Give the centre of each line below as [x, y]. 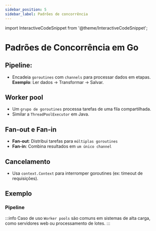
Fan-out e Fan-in [31, 129]
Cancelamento [28, 161]
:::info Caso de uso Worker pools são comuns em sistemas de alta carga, [78, 218]
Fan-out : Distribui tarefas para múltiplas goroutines [65, 141]
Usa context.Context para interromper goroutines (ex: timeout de [77, 173]
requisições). [25, 178]
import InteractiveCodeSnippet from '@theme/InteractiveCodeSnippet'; [76, 28]
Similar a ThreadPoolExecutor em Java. [51, 114]
